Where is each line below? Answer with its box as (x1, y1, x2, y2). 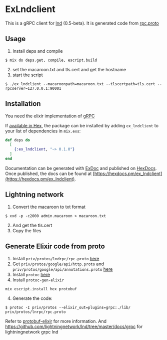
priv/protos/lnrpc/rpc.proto (5, 309, 66, 314)
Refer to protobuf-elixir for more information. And (5, 318, 106, 324)
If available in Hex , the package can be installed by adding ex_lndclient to (5, 122, 159, 128)
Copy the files (12, 227, 41, 234)
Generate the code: (12, 295, 52, 301)
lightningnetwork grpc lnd (5, 328, 58, 334)
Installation (5, 99, 41, 108)
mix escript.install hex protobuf (5, 286, 77, 291)
